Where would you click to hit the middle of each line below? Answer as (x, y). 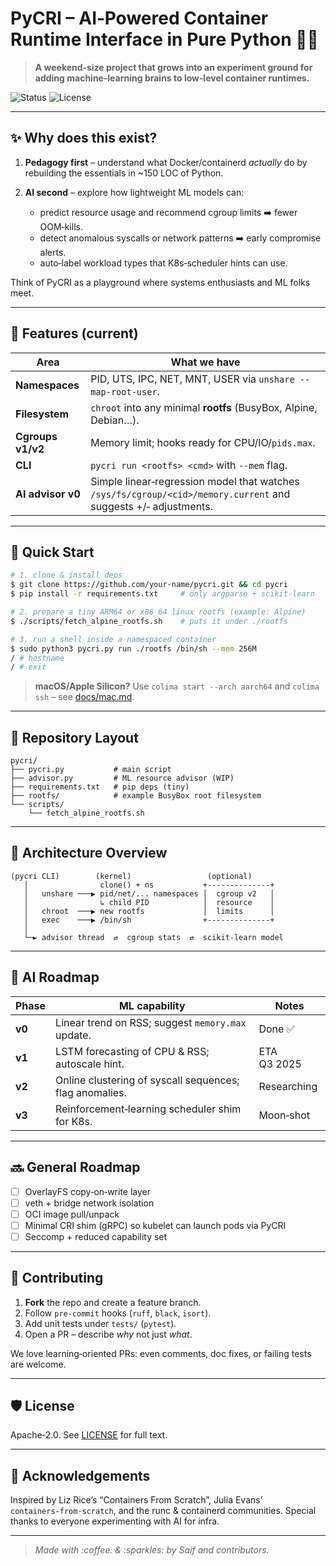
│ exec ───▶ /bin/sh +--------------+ (149, 920)
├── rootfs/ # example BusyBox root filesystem (136, 796)
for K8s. (74, 1121)
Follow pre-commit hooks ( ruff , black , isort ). (118, 1313)
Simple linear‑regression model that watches (195, 481)
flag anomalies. (91, 1092)
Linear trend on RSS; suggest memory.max (151, 1022)
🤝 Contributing (57, 1278)
